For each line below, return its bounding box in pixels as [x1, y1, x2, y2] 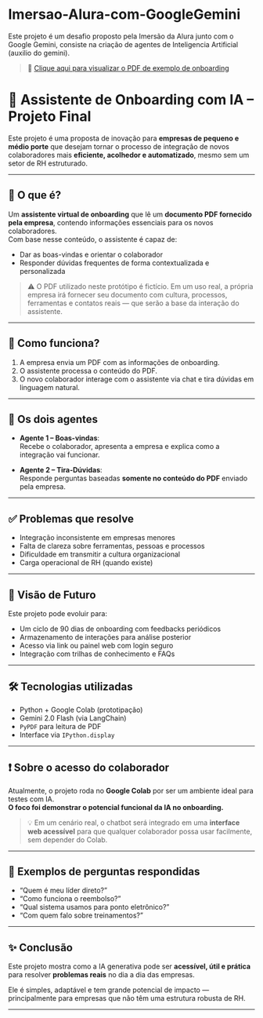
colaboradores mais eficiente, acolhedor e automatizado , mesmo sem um [8, 150, 250, 159]
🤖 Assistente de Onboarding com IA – [8, 91, 254, 109]
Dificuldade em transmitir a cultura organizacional [19, 549, 181, 559]
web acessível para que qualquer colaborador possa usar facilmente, [27, 826, 253, 836]
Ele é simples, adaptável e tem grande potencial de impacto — [8, 985, 210, 994]
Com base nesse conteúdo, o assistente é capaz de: [8, 234, 178, 244]
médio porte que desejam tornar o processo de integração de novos [8, 141, 229, 151]
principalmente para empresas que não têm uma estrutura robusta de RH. [8, 994, 247, 1003]
